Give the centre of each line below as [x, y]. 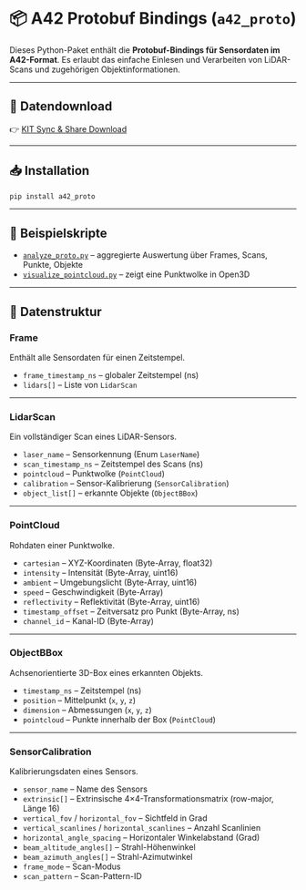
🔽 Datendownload [61, 107]
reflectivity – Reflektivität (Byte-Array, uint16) [111, 601]
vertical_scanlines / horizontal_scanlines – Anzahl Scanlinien [142, 828]
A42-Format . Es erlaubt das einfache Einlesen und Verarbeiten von [136, 59]
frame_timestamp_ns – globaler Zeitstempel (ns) [111, 374]
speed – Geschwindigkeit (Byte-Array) [93, 592]
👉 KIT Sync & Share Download [68, 128]
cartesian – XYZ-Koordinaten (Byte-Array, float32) [117, 563]
